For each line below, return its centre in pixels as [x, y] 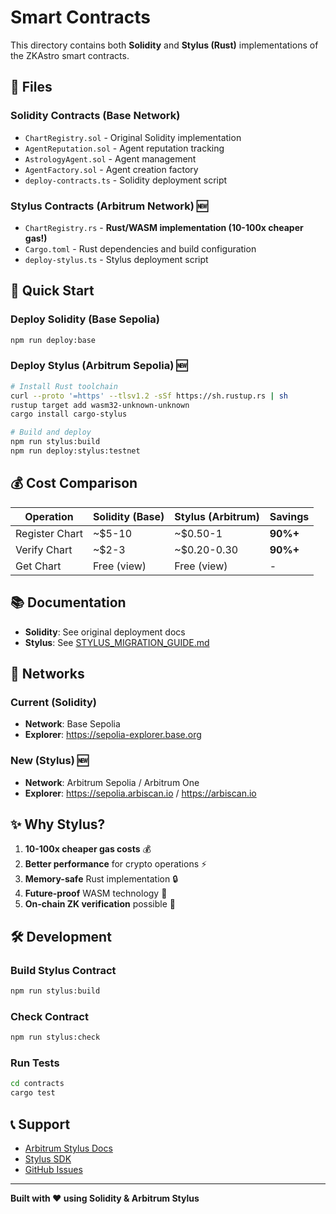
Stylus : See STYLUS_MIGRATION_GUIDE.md [117, 642]
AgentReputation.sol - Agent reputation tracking [124, 148]
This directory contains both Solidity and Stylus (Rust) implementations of [164, 45]
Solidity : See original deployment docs [105, 632]
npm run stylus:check [55, 1037]
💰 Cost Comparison [74, 483]
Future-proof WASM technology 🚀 [96, 893]
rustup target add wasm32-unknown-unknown [100, 405]
